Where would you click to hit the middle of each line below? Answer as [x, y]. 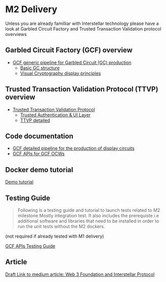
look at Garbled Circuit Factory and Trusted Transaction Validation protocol [84, 28]
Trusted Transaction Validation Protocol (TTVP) [82, 89]
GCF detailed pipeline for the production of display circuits [74, 148]
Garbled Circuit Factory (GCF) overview [69, 50]
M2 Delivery [31, 9]
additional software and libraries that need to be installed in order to [88, 221]
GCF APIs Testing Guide [30, 246]
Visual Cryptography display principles [60, 73]
